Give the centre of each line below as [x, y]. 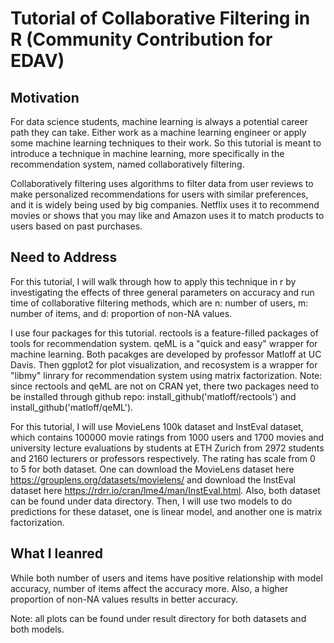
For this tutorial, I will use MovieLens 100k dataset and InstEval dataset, [157, 426]
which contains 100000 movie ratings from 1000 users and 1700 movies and [167, 437]
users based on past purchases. [76, 226]
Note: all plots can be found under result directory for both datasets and [158, 618]
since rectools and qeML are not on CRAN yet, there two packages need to [165, 386]
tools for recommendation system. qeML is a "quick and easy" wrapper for [164, 343]
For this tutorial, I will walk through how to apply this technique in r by [153, 281]
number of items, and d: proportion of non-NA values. [121, 313]
